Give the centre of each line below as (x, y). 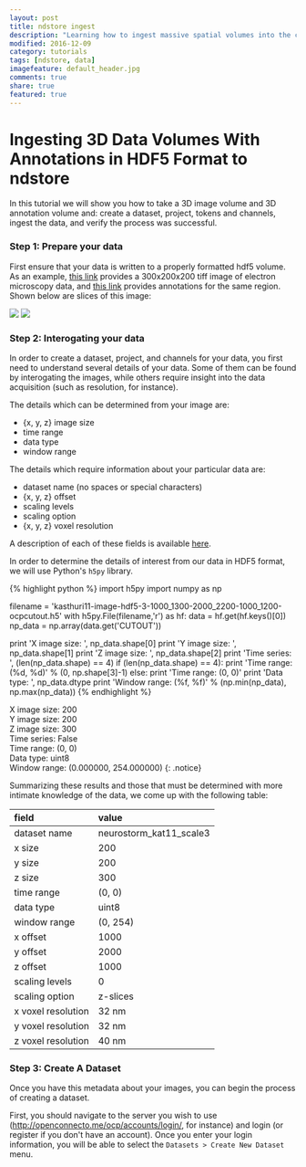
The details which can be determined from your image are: (119, 405)
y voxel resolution (51, 1026)
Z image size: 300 (43, 729)
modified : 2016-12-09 (51, 43)
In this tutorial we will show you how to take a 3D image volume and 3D (143, 204)
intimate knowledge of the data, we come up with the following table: (139, 795)
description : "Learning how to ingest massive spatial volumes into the (150, 35)
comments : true (38, 78)
